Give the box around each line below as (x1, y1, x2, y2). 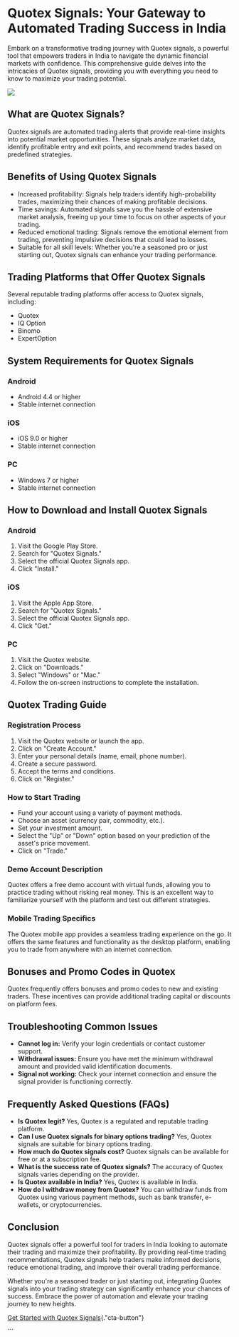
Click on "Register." (17, 774, 75, 783)
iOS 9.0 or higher (17, 434, 68, 443)
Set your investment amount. (17, 823, 103, 832)
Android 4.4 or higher (17, 393, 81, 401)
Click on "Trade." (17, 846, 68, 855)
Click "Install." (17, 564, 59, 573)
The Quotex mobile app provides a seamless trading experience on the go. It (7, 930, 232, 938)
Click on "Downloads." (17, 663, 84, 671)
